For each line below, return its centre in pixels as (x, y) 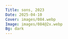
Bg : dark (15, 29)
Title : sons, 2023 (25, 10)
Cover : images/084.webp (31, 19)
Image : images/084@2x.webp (34, 24)
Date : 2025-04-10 (24, 15)
